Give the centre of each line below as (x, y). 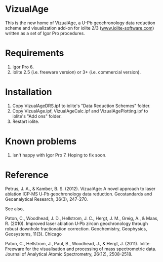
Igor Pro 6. (23, 67)
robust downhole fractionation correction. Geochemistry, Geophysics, (76, 228)
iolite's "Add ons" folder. (37, 116)
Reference (27, 175)
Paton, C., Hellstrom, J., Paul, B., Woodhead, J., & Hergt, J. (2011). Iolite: (78, 243)
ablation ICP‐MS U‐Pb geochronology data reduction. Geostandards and (79, 194)
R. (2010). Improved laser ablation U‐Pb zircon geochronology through (77, 224)
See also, (15, 209)
